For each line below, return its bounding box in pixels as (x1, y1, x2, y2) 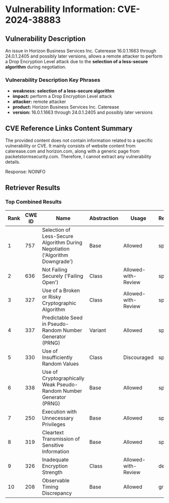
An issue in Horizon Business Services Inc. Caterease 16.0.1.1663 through (5, 48, 157, 54)
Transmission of (42, 435, 80, 442)
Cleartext (42, 429, 64, 436)
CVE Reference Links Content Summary (5, 124, 133, 132)
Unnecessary (42, 414, 74, 421)
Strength (42, 469, 63, 476)
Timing (42, 483, 59, 490)
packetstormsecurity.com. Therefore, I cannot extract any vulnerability (5, 154, 152, 160)
